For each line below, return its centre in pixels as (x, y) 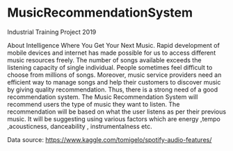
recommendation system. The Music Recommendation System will (103, 97)
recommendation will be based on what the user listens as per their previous (117, 112)
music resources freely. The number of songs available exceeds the (104, 60)
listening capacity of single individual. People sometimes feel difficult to (110, 67)
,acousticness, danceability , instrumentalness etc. (80, 126)
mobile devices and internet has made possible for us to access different (112, 53)
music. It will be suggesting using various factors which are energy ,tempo (114, 118)
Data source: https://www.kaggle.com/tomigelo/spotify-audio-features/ (110, 139)
